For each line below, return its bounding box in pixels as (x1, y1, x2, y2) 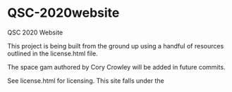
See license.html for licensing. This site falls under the (7, 76, 164, 85)
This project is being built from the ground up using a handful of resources (7, 41, 224, 50)
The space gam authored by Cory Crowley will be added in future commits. (7, 63, 226, 71)
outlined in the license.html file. (7, 49, 98, 58)
